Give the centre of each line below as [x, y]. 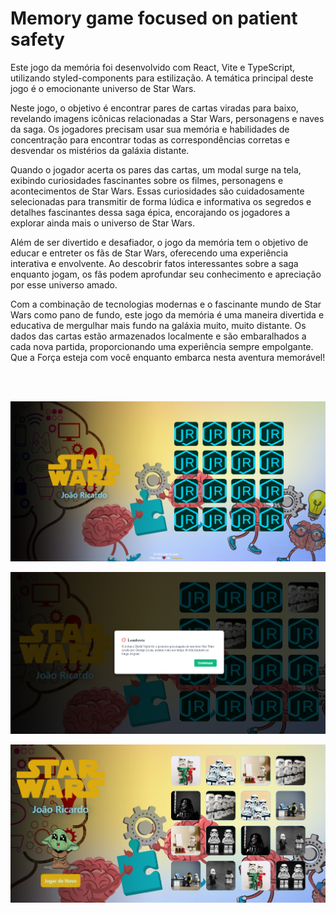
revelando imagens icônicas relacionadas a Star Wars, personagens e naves [167, 118]
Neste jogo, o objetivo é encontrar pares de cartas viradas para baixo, [154, 108]
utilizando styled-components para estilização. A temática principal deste [162, 78]
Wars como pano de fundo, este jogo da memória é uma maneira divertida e [167, 314]
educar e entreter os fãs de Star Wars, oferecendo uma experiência [149, 253]
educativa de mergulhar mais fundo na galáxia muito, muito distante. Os [158, 325]
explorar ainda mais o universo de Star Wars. [102, 223]
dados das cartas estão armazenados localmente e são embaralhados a [158, 336]
